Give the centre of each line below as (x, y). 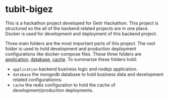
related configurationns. (37, 79)
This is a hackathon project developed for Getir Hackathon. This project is (82, 23)
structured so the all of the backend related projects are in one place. (77, 28)
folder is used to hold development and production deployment (71, 48)
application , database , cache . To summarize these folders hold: (71, 59)
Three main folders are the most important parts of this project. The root (80, 43)
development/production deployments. (53, 90)
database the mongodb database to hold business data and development (88, 74)
